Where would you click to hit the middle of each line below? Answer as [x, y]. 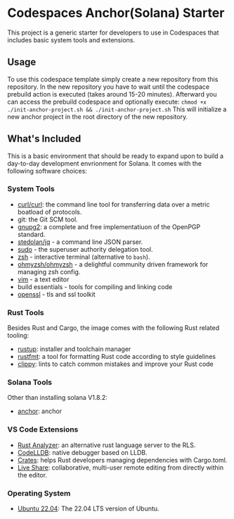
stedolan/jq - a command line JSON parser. [80, 242]
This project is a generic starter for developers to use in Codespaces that [113, 32]
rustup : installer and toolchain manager [74, 349]
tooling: [18, 336]
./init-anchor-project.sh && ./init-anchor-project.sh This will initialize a [117, 109]
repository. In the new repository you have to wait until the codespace [108, 87]
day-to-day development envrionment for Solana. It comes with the [105, 163]
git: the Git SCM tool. [48, 219]
